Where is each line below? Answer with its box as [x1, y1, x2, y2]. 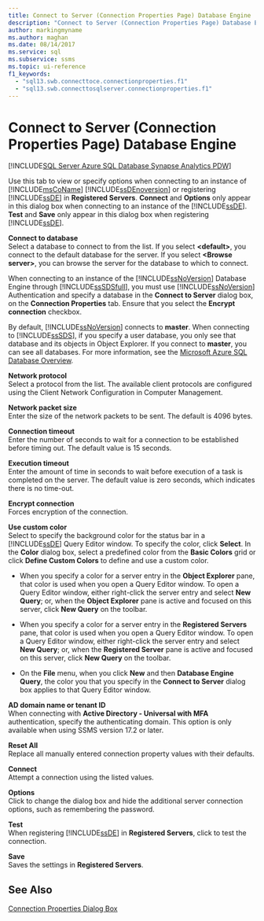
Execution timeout [8, 459, 69, 468]
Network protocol [8, 371, 68, 381]
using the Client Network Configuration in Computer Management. [8, 388, 223, 397]
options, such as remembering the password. [8, 805, 155, 814]
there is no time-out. [8, 484, 75, 493]
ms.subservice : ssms [8, 56, 76, 64]
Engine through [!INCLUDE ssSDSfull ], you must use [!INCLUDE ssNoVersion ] [8, 282, 255, 292]
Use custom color [8, 522, 68, 532]
